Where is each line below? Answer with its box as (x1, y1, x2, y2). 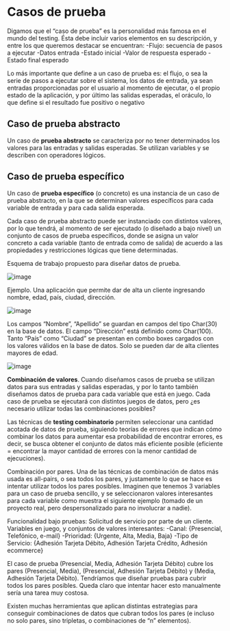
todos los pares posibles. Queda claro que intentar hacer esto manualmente (7, 581, 221, 589)
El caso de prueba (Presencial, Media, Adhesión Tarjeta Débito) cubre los (7, 559, 214, 567)
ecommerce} (7, 546, 44, 554)
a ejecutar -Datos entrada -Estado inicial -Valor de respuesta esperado (7, 49, 207, 57)
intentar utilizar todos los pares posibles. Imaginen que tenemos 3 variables (7, 482, 220, 490)
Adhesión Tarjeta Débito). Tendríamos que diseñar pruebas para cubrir (7, 573, 207, 582)
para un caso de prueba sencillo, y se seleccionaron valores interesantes (7, 489, 214, 497)
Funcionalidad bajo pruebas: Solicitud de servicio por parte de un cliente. (7, 517, 214, 525)
